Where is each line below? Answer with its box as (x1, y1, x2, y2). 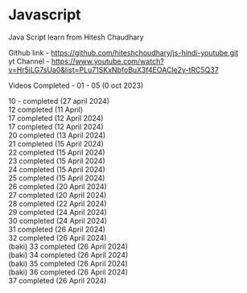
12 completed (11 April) (8, 105, 84, 114)
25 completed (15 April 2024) (8, 173, 105, 183)
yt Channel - (8, 56, 50, 66)
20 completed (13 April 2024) (8, 130, 106, 140)
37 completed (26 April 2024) (8, 275, 107, 285)
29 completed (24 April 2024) (8, 207, 107, 217)
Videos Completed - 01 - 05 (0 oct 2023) (8, 80, 144, 90)
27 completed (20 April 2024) (8, 190, 107, 200)
